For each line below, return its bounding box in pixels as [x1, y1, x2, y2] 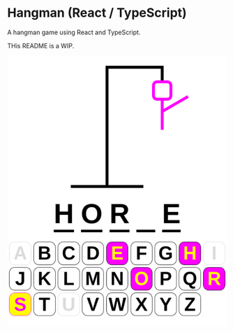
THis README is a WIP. [7, 41, 75, 50]
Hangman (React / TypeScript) [7, 5, 187, 21]
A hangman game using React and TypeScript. [7, 28, 141, 36]
